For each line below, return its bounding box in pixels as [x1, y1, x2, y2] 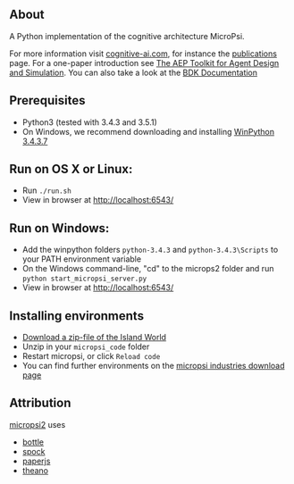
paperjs [21, 455, 51, 466]
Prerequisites [9, 93, 86, 108]
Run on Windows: [9, 221, 110, 236]
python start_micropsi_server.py [21, 274, 147, 284]
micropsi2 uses [9, 419, 66, 430]
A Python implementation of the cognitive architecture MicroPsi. [9, 30, 245, 41]
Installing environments [9, 308, 145, 323]
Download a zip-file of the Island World [21, 332, 167, 343]
